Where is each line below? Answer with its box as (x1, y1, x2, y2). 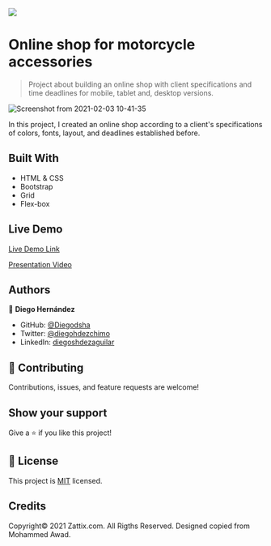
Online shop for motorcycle (8, 36, 196, 54)
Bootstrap (19, 181, 53, 191)
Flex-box (19, 198, 50, 208)
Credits (8, 499, 47, 514)
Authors (8, 283, 51, 296)
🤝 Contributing (8, 360, 84, 374)
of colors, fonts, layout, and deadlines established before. (8, 128, 201, 138)
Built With (8, 151, 59, 165)
